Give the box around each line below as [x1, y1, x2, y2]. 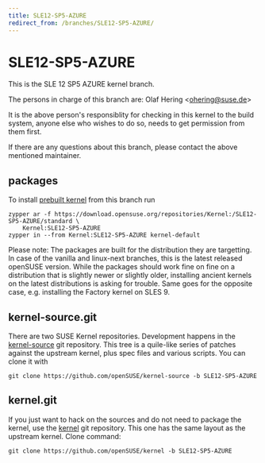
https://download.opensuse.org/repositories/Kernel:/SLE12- [54, 210, 258, 218]
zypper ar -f [8, 210, 52, 218]
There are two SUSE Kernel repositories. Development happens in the [8, 331, 236, 341]
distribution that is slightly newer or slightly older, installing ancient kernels [8, 271, 252, 280]
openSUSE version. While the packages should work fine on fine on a [8, 262, 236, 272]
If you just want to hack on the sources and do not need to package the [8, 415, 242, 424]
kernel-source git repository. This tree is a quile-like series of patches [8, 340, 236, 349]
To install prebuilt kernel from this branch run [8, 195, 156, 205]
